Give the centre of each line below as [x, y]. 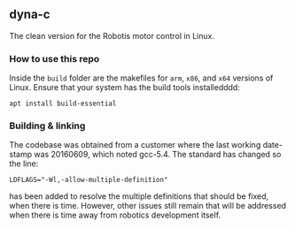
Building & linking [47, 126]
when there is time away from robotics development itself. [115, 215]
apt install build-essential [63, 104]
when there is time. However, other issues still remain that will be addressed [147, 206]
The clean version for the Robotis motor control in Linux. [112, 35]
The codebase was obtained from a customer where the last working [135, 145]
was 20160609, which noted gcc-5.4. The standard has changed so [158, 155]
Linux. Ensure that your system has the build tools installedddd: [125, 88]
